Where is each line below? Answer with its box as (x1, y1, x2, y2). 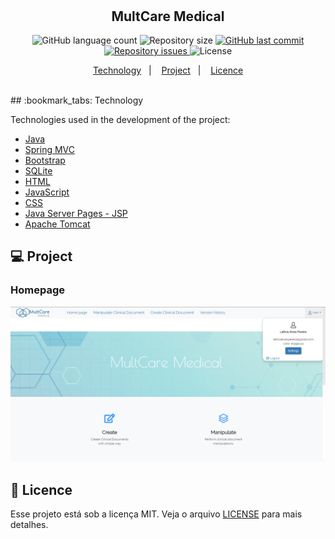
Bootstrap (24, 154, 66, 166)
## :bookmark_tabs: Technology (10, 94, 144, 106)
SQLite (24, 165, 53, 177)
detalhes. (10, 519, 49, 531)
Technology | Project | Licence (92, 64, 244, 76)
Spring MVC (24, 144, 76, 155)
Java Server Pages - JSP (24, 208, 128, 219)
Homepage (10, 283, 65, 297)
